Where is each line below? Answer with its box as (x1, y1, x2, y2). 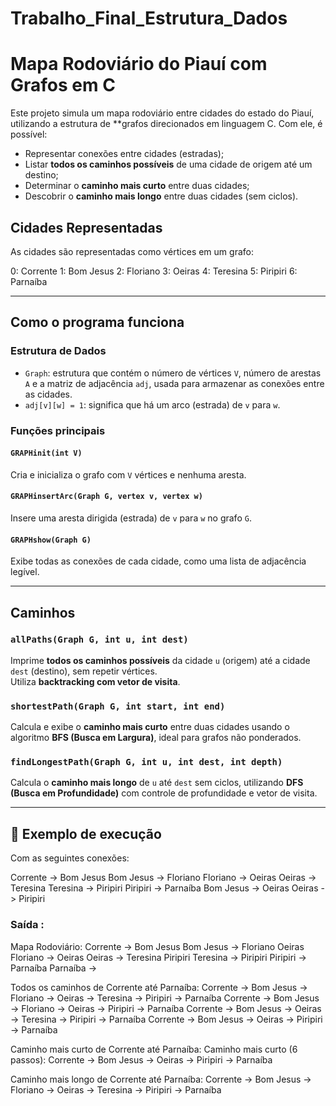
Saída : (10, 918, 45, 932)
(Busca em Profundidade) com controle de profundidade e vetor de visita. (10, 787, 318, 799)
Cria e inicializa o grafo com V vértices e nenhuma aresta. (10, 468, 247, 481)
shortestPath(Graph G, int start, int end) (10, 700, 226, 712)
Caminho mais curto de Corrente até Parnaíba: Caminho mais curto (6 (10, 1043, 298, 1055)
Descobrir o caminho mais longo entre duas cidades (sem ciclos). (24, 190, 299, 202)
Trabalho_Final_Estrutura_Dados (10, 7, 288, 30)
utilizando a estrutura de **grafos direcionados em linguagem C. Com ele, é (10, 118, 323, 130)
